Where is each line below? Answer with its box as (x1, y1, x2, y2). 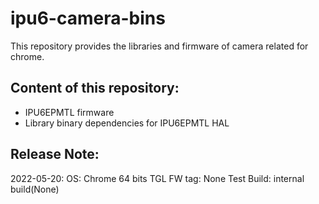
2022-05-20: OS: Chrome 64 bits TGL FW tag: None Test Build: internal (10, 172, 305, 184)
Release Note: (10, 146, 100, 163)
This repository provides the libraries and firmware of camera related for (10, 40, 309, 52)
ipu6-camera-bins (10, 7, 166, 30)
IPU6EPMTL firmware (24, 106, 115, 118)
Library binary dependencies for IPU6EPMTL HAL (24, 117, 230, 129)
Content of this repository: (10, 80, 180, 97)
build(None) (10, 183, 60, 195)
